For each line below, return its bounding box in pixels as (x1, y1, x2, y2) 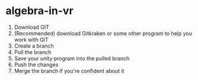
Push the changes (14, 61, 59, 68)
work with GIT (14, 36, 49, 43)
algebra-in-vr (5, 4, 74, 18)
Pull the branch (14, 48, 52, 55)
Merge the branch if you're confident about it (14, 67, 124, 74)
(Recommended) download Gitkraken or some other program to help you (14, 29, 192, 36)
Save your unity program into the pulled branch (14, 55, 130, 62)
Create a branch (14, 42, 54, 49)
